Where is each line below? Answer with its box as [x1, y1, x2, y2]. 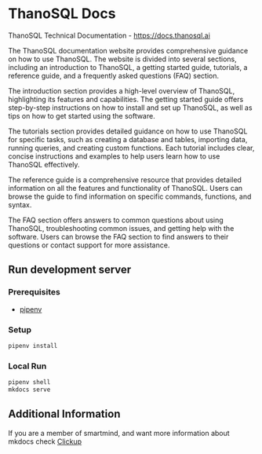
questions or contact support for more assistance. [8, 240, 170, 250]
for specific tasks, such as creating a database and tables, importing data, [8, 134, 248, 144]
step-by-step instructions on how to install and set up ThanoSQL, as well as [8, 103, 253, 112]
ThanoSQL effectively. [8, 159, 80, 169]
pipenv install [8, 342, 58, 350]
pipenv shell [8, 379, 51, 386]
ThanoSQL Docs [8, 5, 116, 23]
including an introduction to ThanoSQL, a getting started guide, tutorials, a [8, 62, 248, 71]
